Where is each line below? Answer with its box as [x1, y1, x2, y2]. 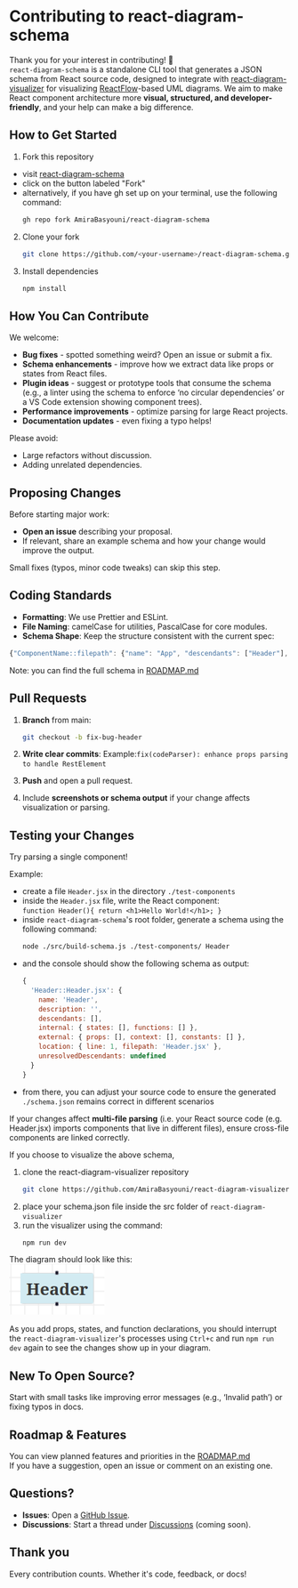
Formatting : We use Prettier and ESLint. [21, 611, 169, 622]
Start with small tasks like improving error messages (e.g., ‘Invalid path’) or [9, 1392, 283, 1403]
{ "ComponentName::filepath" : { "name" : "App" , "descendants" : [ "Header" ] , [9, 649, 289, 657]
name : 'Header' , [38, 995, 99, 1004]
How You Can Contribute [9, 309, 149, 324]
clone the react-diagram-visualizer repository [21, 1166, 189, 1177]
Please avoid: [9, 433, 59, 444]
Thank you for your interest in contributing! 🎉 [9, 54, 173, 65]
